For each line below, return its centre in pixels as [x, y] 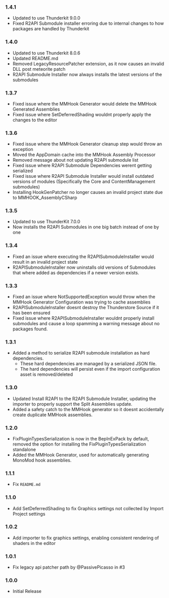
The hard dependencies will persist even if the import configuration [90, 369]
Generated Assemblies [36, 109]
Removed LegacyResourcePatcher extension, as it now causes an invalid [88, 64]
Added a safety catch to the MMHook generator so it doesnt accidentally [88, 409]
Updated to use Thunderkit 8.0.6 [46, 53]
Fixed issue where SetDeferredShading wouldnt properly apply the [82, 114]
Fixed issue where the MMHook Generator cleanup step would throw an [87, 144]
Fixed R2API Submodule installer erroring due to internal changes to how [88, 23]
